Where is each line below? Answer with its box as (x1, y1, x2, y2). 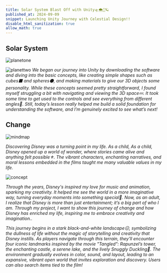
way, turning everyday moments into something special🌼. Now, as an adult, (5, 194, 161, 200)
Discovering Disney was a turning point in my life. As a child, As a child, (5, 143, 153, 149)
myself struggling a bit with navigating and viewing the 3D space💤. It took (5, 90, 159, 96)
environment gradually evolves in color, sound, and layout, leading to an (5, 251, 154, 257)
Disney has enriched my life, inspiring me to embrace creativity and (5, 210, 145, 216)
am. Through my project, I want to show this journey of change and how (5, 205, 154, 211)
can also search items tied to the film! (5, 262, 83, 268)
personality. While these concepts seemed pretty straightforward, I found (5, 85, 156, 91)
